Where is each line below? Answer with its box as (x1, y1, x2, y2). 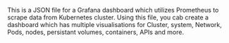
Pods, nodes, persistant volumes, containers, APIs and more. (7, 28, 185, 36)
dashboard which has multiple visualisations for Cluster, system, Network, (7, 21, 222, 28)
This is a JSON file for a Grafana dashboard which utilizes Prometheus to (7, 6, 219, 14)
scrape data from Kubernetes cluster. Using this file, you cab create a (7, 13, 209, 21)
